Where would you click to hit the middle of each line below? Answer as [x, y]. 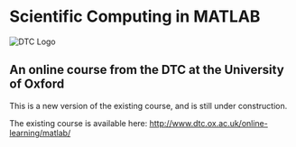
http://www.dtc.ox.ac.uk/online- [208, 123]
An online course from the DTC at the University [147, 70]
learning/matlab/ [40, 133]
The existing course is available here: [79, 123]
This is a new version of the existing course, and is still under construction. [148, 106]
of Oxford [37, 84]
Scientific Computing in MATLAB [135, 17]
